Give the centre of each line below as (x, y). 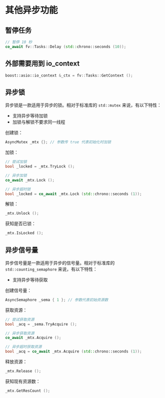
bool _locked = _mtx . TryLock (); (40, 166)
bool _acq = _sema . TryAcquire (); (41, 324)
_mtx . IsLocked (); (24, 233)
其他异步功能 (32, 10)
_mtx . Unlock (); (22, 213)
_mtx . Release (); (23, 371)
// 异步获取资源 (20, 333)
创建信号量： (18, 290)
